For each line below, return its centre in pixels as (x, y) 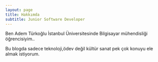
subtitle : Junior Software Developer (45, 19)
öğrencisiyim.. (20, 39)
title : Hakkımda (22, 15)
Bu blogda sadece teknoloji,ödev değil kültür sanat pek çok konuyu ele (79, 49)
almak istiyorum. (22, 54)
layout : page (19, 10)
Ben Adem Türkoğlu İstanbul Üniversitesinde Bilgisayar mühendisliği (76, 34)
